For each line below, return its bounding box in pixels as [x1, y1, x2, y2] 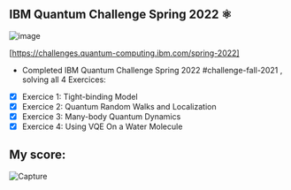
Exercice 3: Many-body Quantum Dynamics [21, 110, 181, 122]
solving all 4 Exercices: [21, 74, 106, 85]
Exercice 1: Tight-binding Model [21, 91, 139, 102]
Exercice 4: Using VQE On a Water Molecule [21, 121, 183, 132]
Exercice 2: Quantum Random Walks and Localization [21, 101, 217, 111]
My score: [9, 148, 66, 163]
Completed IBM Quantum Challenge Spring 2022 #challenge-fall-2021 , [21, 65, 283, 75]
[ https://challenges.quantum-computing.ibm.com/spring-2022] [9, 48, 241, 58]
